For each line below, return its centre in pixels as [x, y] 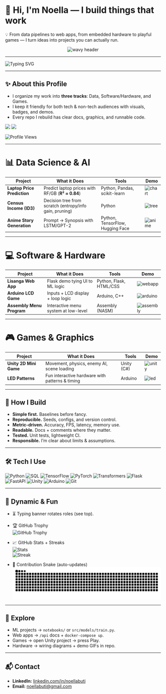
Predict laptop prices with [70, 188]
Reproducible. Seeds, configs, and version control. [64, 420]
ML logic [56, 287]
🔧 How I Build [26, 402]
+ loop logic [59, 298]
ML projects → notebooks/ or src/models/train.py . [64, 630]
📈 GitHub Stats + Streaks [38, 543]
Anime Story [20, 221]
